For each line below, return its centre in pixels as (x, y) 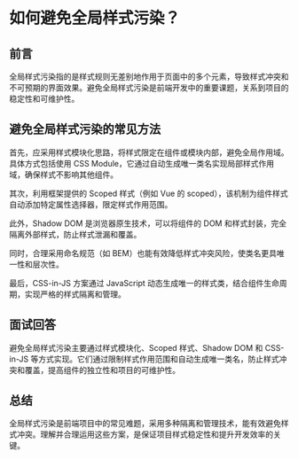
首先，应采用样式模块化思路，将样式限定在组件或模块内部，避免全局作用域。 (149, 152)
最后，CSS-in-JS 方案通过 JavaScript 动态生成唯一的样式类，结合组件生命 (145, 283)
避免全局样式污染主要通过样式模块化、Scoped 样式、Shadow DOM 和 (136, 347)
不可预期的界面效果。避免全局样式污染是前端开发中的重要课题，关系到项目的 (149, 88)
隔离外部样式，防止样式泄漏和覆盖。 (75, 234)
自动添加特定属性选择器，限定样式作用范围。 (91, 204)
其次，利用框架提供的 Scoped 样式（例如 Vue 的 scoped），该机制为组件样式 (149, 193)
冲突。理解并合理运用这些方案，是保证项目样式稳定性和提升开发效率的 (145, 434)
